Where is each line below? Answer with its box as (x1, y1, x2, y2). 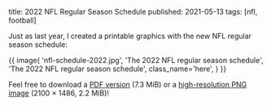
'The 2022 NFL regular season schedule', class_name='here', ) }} (8, 64, 227, 74)
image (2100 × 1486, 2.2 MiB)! (8, 88, 110, 98)
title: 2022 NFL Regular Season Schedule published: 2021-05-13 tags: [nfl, (8, 7, 258, 16)
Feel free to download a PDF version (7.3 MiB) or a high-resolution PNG (8, 80, 247, 89)
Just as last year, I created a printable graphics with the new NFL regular (8, 32, 252, 40)
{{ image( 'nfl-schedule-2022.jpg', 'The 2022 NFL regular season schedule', (8, 56, 264, 65)
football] (8, 15, 37, 25)
